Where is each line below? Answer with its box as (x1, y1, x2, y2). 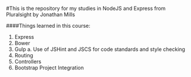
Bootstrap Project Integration (14, 64, 84, 71)
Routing (14, 52, 34, 58)
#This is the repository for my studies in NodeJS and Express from (6, 5, 166, 12)
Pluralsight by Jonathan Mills (6, 11, 76, 18)
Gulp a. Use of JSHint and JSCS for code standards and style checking (14, 46, 185, 53)
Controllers (14, 58, 42, 65)
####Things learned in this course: (6, 23, 91, 29)
